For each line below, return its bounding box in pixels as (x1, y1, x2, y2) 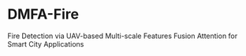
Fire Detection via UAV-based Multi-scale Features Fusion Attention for (7, 31, 238, 40)
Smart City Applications (7, 39, 84, 48)
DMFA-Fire (7, 5, 80, 23)
